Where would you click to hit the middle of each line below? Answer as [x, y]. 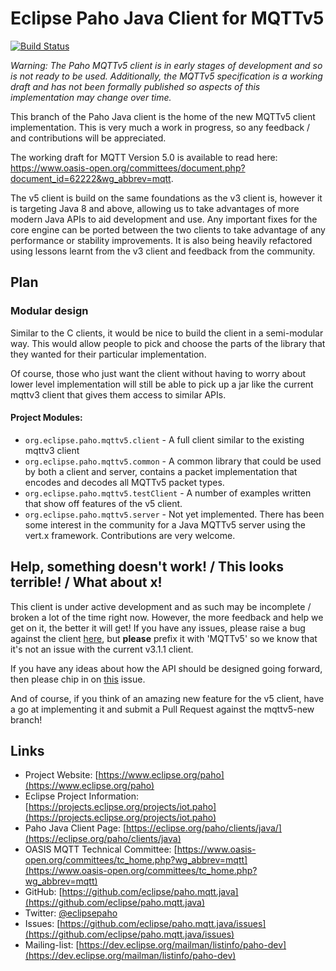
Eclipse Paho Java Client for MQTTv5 [167, 18]
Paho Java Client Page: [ [75, 828]
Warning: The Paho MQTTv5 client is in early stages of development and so [166, 65]
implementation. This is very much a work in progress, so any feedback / [160, 127]
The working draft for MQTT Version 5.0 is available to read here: [144, 157]
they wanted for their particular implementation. [108, 354]
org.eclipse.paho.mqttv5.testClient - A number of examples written [168, 493]
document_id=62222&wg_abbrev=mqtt [91, 178]
